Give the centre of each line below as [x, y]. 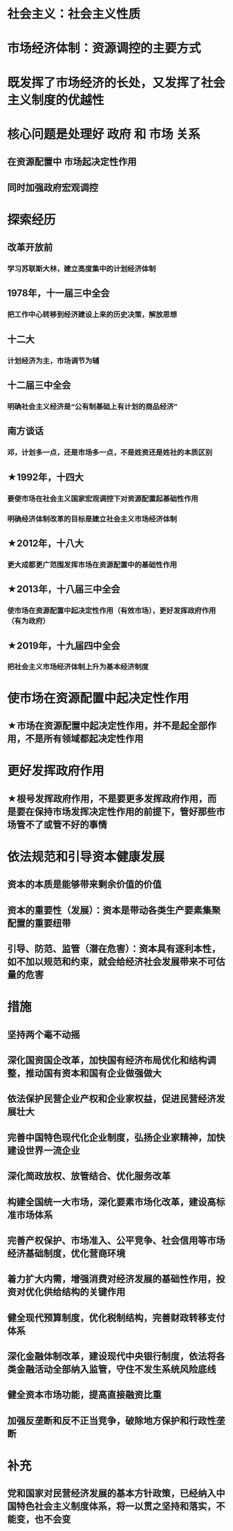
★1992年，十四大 [46, 477]
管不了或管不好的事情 [62, 825]
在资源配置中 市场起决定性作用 [72, 162]
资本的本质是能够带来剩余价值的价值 [84, 885]
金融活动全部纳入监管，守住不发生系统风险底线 [116, 1370]
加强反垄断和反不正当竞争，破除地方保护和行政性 [112, 1421]
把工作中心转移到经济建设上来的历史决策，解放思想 [92, 315]
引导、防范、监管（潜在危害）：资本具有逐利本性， [114, 948]
